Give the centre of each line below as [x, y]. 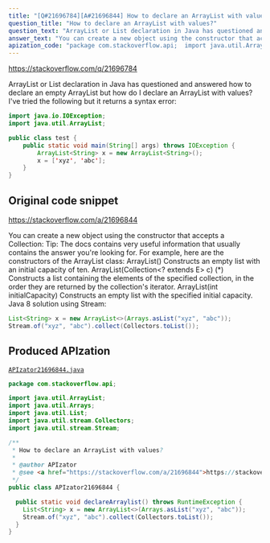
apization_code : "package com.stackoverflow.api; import [107, 46]
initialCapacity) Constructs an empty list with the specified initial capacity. [131, 295]
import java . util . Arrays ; [51, 406]
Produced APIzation [59, 351]
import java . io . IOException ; [57, 116]
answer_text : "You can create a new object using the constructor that [131, 38]
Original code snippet [63, 201]
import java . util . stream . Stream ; [64, 428]
